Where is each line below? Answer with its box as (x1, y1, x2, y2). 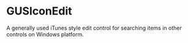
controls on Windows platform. (6, 30, 84, 38)
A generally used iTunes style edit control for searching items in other (6, 24, 182, 31)
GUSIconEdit (6, 4, 72, 18)
